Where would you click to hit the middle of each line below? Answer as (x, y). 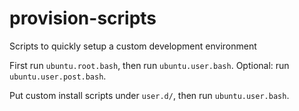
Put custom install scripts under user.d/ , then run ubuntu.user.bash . (149, 95)
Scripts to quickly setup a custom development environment (133, 46)
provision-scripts (83, 18)
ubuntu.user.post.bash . (58, 76)
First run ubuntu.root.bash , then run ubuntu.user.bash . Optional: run (149, 65)
